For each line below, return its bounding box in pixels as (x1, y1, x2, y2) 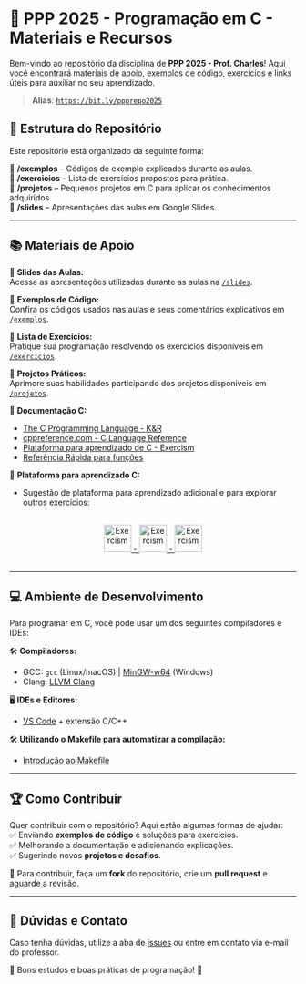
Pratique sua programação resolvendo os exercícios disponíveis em (9, 341, 264, 352)
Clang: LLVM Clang (22, 676, 96, 687)
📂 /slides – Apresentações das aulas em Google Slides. (9, 201, 217, 212)
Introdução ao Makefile (22, 755, 110, 766)
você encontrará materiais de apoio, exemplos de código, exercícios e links (9, 67, 292, 78)
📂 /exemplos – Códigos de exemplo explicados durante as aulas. (9, 163, 253, 174)
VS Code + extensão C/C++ (22, 715, 128, 727)
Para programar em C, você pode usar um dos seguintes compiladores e (9, 618, 282, 629)
